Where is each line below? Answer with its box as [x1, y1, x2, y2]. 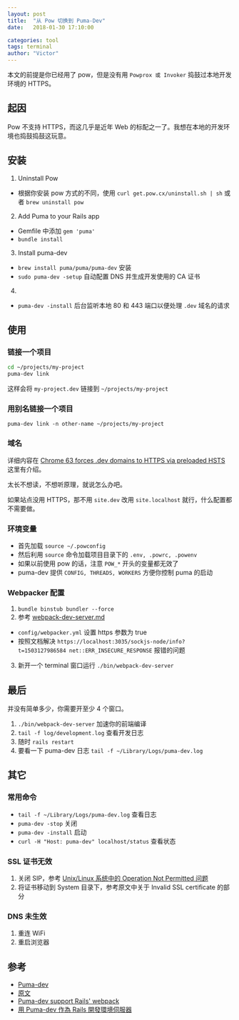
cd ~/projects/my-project [7, 364, 84, 371]
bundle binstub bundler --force [17, 606, 114, 613]
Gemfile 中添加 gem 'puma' [17, 226, 96, 235]
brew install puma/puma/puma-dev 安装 [17, 263, 132, 271]
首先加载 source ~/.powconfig [17, 541, 106, 550]
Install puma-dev [17, 248, 68, 257]
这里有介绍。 [7, 465, 45, 474]
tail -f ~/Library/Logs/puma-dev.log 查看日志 [17, 810, 157, 819]
